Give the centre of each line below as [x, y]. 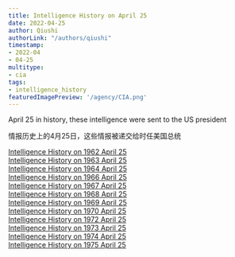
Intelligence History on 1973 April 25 [67, 228]
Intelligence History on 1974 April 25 [67, 236]
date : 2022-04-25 [37, 23]
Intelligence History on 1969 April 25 [67, 203]
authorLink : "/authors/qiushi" [60, 38]
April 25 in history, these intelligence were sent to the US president [118, 119]
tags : [17, 82]
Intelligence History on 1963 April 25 [67, 161]
